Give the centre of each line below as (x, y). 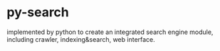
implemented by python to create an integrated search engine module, (110, 32)
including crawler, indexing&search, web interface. (81, 39)
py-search (38, 12)
